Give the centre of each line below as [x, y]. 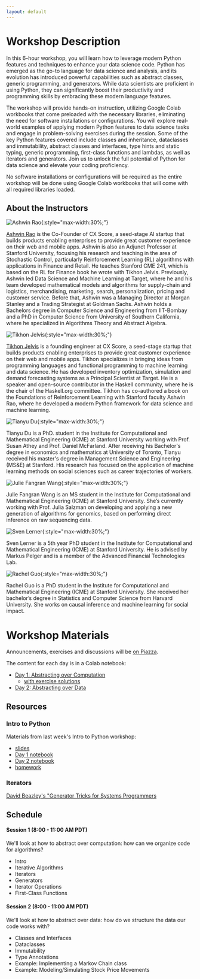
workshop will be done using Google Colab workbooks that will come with [97, 183]
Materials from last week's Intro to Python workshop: [71, 736]
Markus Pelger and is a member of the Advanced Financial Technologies [96, 556]
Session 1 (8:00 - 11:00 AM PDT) [47, 830]
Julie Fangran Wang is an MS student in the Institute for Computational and [99, 495]
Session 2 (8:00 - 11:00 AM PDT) [47, 907]
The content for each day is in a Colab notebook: [66, 663]
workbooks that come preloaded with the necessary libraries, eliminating [96, 114]
